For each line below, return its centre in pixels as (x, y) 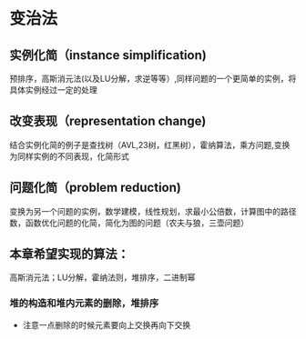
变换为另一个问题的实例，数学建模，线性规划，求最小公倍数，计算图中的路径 (153, 211)
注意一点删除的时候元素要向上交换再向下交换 (107, 324)
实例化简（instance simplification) (108, 55)
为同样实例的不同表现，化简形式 (69, 156)
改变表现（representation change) (108, 121)
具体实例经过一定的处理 (53, 90)
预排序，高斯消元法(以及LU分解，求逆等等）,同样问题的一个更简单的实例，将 (153, 79)
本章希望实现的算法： (69, 254)
